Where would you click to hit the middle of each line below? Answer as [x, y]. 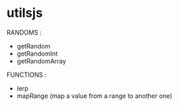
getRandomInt [37, 53]
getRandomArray [41, 61]
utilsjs [25, 13]
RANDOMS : [24, 32]
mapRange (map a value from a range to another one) [94, 96]
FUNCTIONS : [27, 75]
